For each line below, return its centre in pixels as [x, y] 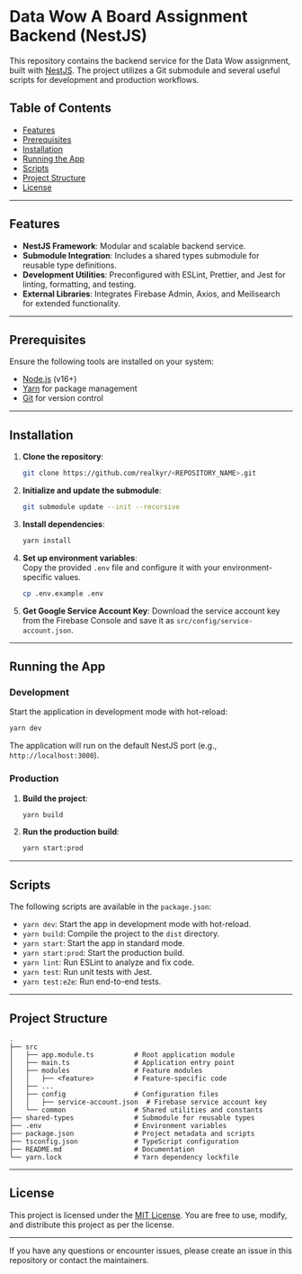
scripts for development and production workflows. [104, 79]
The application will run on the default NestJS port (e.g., [113, 746]
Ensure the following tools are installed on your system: [111, 361]
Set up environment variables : [80, 558]
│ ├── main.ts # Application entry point [122, 1062]
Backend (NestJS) [79, 36]
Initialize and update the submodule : [92, 491]
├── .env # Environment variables [118, 1125]
